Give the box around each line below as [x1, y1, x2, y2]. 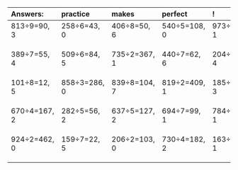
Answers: [11, 9, 44, 18]
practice [61, 9, 90, 18]
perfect [161, 9, 188, 18]
